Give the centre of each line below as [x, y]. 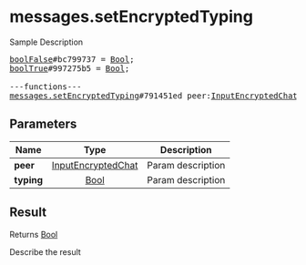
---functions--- [46, 87]
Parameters [43, 124]
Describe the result [46, 251]
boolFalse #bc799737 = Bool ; [72, 59]
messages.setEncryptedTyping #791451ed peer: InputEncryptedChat [153, 96]
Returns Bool [34, 234]
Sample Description [46, 42]
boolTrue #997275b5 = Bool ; [70, 68]
